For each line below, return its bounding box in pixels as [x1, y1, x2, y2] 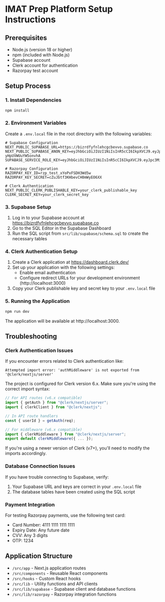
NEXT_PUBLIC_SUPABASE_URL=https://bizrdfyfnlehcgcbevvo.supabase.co [5, 145, 148, 150]
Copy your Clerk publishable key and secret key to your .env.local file [12, 285, 156, 292]
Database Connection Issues [5, 463, 76, 470]
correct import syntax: [5, 386, 50, 392]
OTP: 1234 [12, 537, 33, 543]
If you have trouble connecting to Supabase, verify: [5, 474, 109, 480]
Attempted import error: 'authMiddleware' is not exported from [5, 368, 139, 373]
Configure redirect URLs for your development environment [19, 275, 140, 281]
